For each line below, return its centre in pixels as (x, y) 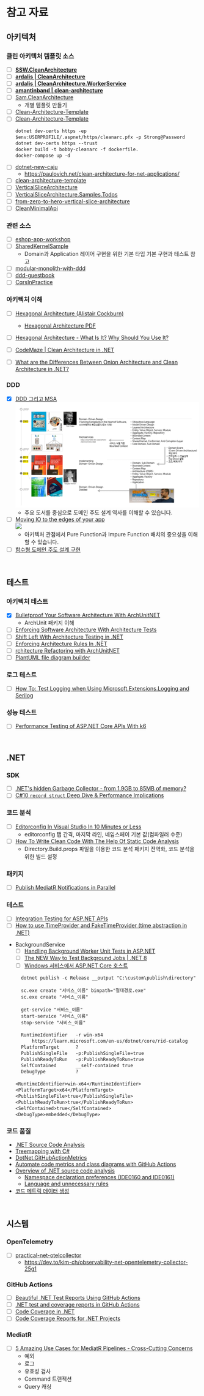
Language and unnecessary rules (66, 1184)
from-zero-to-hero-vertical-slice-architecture (72, 201)
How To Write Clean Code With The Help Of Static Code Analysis (97, 841)
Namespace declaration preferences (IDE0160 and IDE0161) (100, 1177)
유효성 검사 (37, 1371)
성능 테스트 (22, 713)
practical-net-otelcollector (48, 1255)
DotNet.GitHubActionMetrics (51, 1158)
